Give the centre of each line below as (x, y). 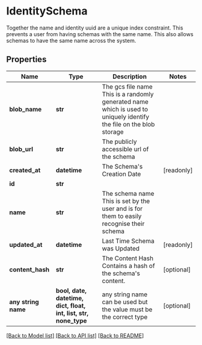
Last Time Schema (128, 241)
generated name (125, 102)
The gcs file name (127, 87)
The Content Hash (128, 258)
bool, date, (72, 290)
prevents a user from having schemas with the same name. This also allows (100, 34)
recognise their (123, 223)
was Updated (121, 248)
